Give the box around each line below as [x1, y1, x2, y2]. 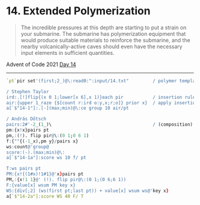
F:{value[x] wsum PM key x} [6, 182, 76, 188]
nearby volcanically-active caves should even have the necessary [20, 43, 183, 50]
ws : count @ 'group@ [6, 144, 49, 150]
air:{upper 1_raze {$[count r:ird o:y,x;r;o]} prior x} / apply [6, 100, 171, 105]
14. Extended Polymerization [6, 4, 151, 18]
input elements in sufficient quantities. [20, 49, 115, 56]
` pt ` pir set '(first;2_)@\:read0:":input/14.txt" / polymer [6, 77, 177, 84]
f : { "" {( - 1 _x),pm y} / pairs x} [6, 138, 79, 144]
